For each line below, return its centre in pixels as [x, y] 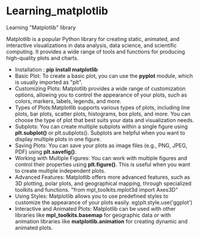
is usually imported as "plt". [49, 82]
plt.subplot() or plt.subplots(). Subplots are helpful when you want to [100, 133]
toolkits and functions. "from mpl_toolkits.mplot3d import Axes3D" [96, 189]
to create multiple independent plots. [60, 170]
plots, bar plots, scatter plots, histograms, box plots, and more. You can [103, 114]
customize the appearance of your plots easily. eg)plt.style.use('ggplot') [104, 202]
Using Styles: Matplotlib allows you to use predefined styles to [92, 196]
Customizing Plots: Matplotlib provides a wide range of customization [100, 88]
